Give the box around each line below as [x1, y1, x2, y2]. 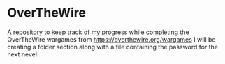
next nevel [7, 50, 37, 58]
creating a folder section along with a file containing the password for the [7, 42, 219, 51]
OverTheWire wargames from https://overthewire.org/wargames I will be [7, 35, 216, 43]
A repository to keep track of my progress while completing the [7, 28, 190, 36]
